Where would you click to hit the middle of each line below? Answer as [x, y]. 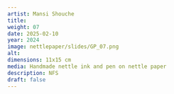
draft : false [27, 80]
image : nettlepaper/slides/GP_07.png [63, 47]
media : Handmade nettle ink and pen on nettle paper [87, 66]
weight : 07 [23, 27]
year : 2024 [23, 40]
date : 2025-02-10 [33, 34]
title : [17, 20]
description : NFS [33, 73]
